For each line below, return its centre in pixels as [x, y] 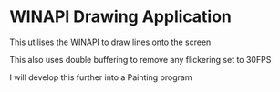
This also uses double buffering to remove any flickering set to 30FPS [140, 59]
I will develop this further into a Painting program [101, 77]
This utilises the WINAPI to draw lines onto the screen [110, 42]
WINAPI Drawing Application [121, 17]
